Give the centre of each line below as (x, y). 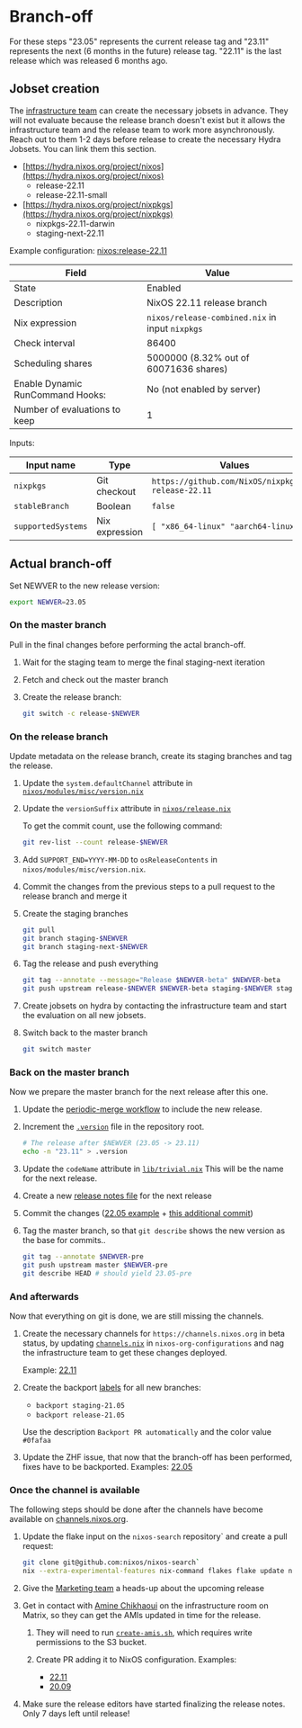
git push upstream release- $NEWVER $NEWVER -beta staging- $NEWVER (147, 989)
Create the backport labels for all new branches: (112, 1388)
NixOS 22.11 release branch (207, 302)
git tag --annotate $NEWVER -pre (83, 1257)
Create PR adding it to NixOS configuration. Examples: (136, 1660)
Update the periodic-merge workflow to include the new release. (142, 1109)
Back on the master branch (70, 1072)
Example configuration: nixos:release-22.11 (89, 250)
